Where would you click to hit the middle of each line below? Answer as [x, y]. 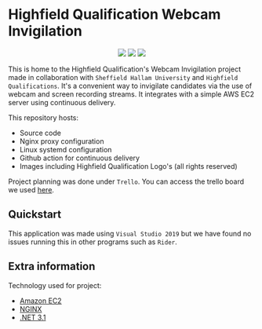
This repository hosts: [44, 117]
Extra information [52, 267]
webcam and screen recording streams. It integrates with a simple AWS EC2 [131, 94]
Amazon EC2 [40, 301]
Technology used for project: [55, 285]
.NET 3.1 [33, 317]
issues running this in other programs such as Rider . [93, 242]
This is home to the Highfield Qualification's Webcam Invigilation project [125, 69]
